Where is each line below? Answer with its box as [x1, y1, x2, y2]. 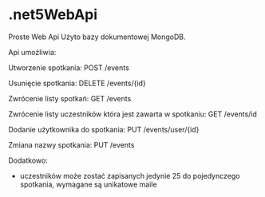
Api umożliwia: [8, 47, 57, 57]
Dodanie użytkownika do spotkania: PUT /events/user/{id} [8, 124, 200, 134]
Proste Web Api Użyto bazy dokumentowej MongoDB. [8, 32, 186, 41]
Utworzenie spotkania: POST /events [8, 62, 129, 73]
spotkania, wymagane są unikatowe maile [19, 179, 157, 189]
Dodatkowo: [8, 156, 48, 165]
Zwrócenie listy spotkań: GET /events [8, 93, 132, 103]
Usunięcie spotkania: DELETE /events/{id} [8, 78, 146, 88]
